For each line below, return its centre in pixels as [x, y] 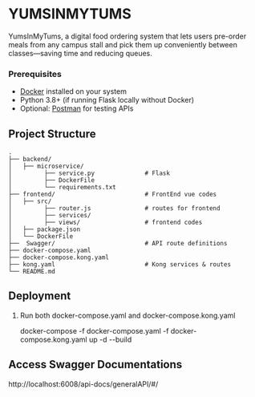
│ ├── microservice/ [46, 166]
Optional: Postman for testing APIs [77, 108]
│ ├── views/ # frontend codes [105, 223]
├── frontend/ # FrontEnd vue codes [113, 194]
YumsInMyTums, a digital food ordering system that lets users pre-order [127, 36]
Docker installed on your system [73, 91]
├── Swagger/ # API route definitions [118, 244]
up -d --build [110, 339]
